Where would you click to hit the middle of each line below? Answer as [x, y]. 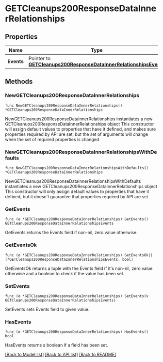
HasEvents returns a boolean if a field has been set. [57, 345]
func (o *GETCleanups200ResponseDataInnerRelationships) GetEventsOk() [79, 255]
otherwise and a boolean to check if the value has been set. [65, 273]
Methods [19, 82]
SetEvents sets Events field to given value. [47, 309]
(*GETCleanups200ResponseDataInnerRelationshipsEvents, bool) [69, 259]
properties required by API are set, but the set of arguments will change [77, 134]
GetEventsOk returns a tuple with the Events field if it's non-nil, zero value [79, 268]
